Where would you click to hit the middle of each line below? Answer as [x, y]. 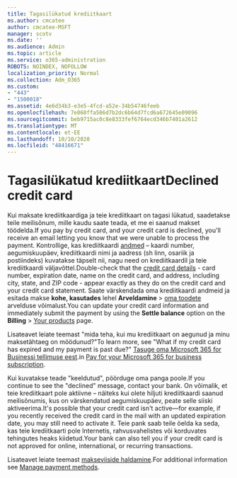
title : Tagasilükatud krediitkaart [60, 14]
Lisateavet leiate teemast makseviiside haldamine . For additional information [117, 460]
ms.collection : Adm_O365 [44, 80]
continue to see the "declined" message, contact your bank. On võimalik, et [117, 386]
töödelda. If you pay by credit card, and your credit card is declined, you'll [114, 230]
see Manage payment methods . [54, 467]
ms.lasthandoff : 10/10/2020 [49, 139]
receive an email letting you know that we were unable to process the [109, 238]
